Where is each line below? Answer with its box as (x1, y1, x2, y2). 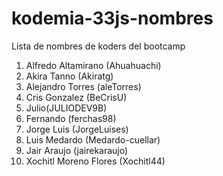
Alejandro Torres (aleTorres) (25, 80, 142, 92)
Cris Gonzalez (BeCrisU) (25, 91, 128, 103)
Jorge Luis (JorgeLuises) (25, 123, 129, 135)
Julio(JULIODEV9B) (25, 102, 108, 114)
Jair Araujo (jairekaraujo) (25, 144, 129, 156)
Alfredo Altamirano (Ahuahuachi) (25, 59, 162, 71)
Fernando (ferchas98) (25, 112, 117, 124)
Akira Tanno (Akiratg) (25, 70, 114, 82)
